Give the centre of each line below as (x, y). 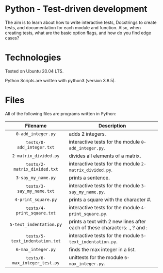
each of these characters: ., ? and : (108, 227)
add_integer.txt (36, 147)
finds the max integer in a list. (102, 249)
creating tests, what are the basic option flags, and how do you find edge (78, 33)
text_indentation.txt (36, 241)
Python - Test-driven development (76, 9)
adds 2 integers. (87, 134)
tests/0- (36, 142)
